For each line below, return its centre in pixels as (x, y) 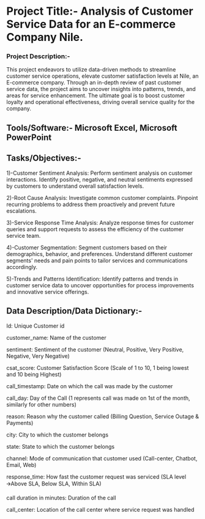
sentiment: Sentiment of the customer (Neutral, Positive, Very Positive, (95, 349)
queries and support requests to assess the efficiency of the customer (95, 229)
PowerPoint (29, 137)
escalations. (21, 211)
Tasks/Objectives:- (44, 158)
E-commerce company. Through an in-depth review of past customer (94, 83)
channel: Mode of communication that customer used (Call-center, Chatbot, (102, 458)
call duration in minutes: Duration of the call (61, 498)
